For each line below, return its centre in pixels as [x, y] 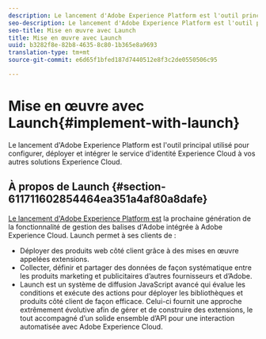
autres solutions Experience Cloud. [65, 162]
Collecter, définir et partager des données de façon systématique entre [135, 268]
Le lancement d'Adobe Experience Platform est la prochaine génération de [130, 218]
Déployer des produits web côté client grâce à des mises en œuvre [129, 250]
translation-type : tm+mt [49, 52]
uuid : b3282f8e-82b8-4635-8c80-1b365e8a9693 [83, 45]
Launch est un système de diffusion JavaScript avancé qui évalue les [132, 284]
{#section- [139, 187]
